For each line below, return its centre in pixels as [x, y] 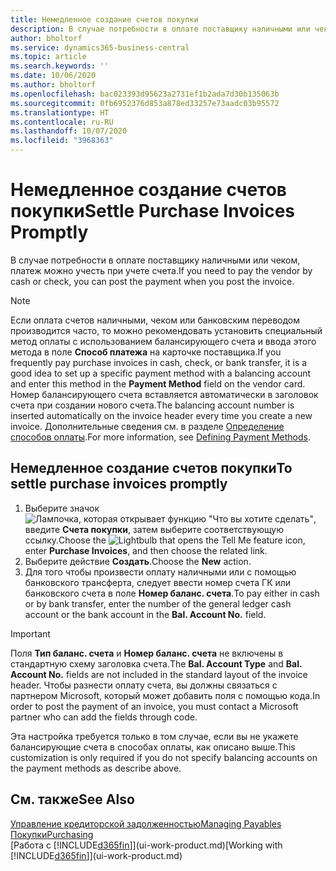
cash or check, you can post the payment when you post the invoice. [152, 281]
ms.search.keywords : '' [60, 66]
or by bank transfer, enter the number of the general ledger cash [158, 603]
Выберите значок [62, 508]
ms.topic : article [48, 57]
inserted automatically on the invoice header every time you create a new [161, 415]
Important [30, 633]
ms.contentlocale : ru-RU [62, 122]
